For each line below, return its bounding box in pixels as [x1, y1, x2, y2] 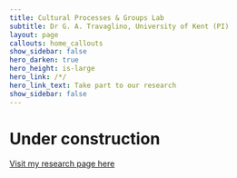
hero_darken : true [9, 55, 79, 64]
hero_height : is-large [9, 64, 95, 74]
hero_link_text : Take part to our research [9, 81, 177, 90]
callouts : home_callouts [9, 38, 104, 48]
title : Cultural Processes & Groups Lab [9, 13, 165, 23]
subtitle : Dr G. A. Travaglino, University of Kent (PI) [9, 22, 230, 31]
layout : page [9, 30, 59, 39]
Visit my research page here [9, 158, 115, 169]
